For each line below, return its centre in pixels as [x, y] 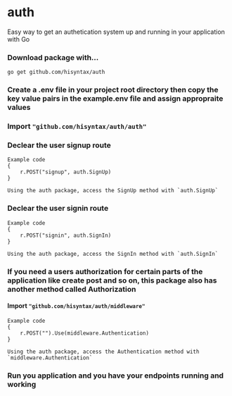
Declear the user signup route [59, 145]
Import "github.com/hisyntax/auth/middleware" [76, 306]
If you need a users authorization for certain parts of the [105, 271]
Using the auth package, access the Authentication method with [103, 352]
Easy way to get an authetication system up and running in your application [116, 32]
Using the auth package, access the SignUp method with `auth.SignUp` [113, 191]
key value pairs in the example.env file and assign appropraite [115, 99]
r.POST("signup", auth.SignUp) [66, 172]
